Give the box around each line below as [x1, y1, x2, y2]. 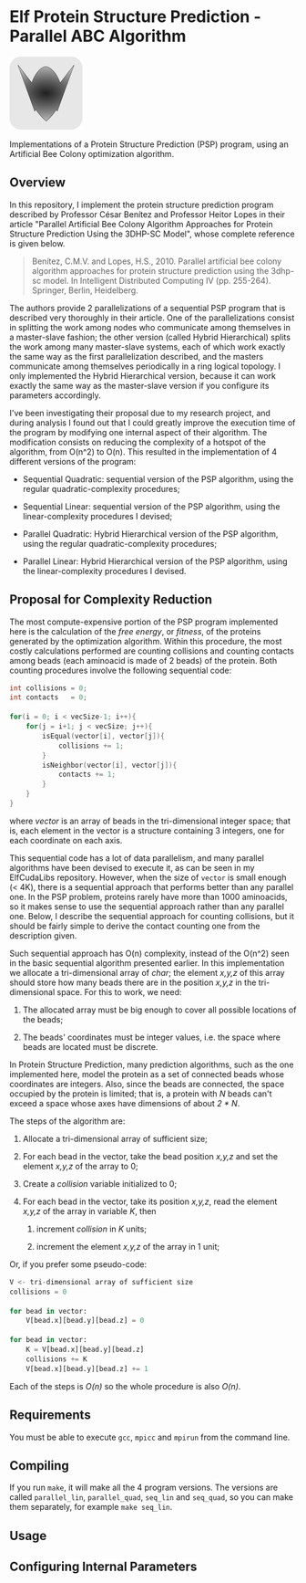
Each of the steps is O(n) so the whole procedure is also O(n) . [9, 1380, 241, 1391]
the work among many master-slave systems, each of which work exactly [9, 341, 286, 352]
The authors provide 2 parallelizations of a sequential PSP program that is [9, 302, 286, 313]
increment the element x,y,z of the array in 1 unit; [36, 1241, 220, 1252]
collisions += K [25, 1354, 88, 1364]
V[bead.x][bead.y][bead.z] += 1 [25, 1364, 148, 1373]
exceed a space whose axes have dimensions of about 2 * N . [9, 1097, 240, 1108]
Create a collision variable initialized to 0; [22, 1178, 178, 1189]
